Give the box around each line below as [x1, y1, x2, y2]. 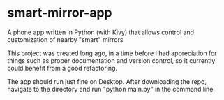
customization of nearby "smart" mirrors [7, 35, 124, 43]
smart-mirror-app [7, 5, 112, 21]
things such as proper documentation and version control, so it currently [7, 56, 216, 64]
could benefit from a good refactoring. [7, 64, 117, 72]
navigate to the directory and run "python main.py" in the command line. [7, 85, 215, 93]
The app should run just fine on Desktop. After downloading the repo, [7, 77, 207, 85]
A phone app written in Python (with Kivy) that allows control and [7, 28, 194, 36]
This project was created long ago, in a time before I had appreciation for [7, 49, 218, 57]
